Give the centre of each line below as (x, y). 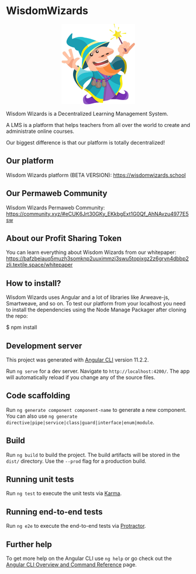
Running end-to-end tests (54, 512)
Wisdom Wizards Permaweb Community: (56, 207)
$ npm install (22, 327)
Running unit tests (40, 480)
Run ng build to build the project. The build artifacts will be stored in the (93, 455)
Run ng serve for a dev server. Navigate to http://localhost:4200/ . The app (98, 371)
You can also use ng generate (42, 416)
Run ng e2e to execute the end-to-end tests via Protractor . (76, 526)
